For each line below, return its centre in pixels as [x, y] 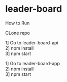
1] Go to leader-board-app [32, 63]
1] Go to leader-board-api [32, 43]
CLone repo [18, 33]
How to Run [18, 23]
